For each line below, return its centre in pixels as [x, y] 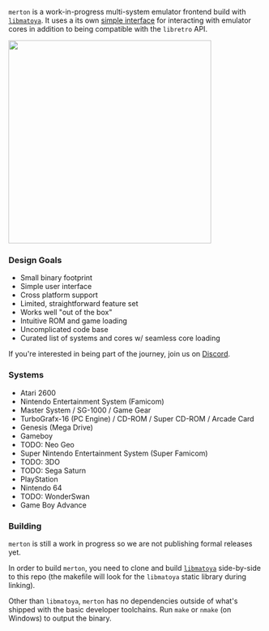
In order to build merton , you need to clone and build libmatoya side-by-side [135, 568]
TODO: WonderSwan [55, 496]
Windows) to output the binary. [60, 618]
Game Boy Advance [53, 505]
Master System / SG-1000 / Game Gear [85, 410]
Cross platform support [59, 295]
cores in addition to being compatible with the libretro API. [108, 29]
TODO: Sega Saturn [53, 470]
